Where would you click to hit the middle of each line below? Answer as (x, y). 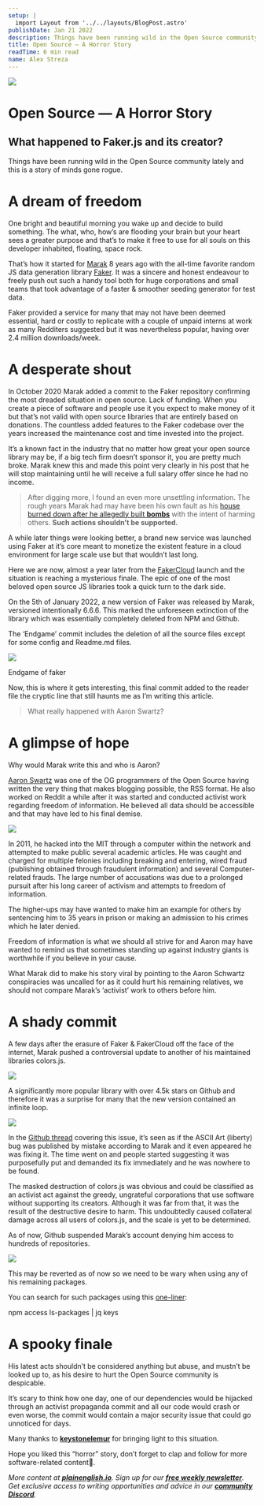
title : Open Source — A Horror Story (70, 45)
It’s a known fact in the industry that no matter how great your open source (129, 448)
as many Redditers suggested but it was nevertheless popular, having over (129, 329)
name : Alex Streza (38, 60)
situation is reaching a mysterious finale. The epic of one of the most (119, 578)
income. (21, 482)
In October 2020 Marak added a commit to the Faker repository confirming (129, 391)
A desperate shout (70, 369)
